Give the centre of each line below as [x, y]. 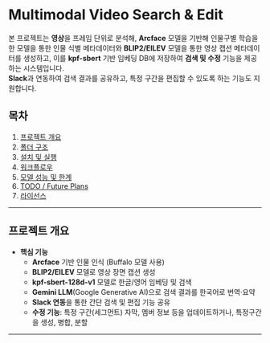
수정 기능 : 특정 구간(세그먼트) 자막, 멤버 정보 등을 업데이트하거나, [133, 312]
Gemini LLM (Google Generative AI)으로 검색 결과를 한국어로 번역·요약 [143, 292]
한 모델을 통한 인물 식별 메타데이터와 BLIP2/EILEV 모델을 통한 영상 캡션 [121, 48]
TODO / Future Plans [54, 186]
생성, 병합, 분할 [64, 322]
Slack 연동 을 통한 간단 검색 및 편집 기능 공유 [101, 302]
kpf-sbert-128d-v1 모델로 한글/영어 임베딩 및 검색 [112, 282]
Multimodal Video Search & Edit [116, 15]
